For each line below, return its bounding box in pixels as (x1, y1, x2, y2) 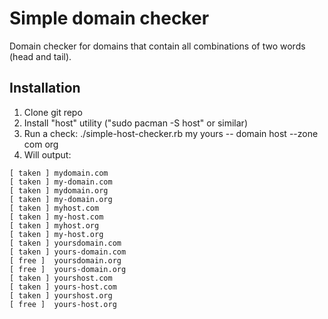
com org (23, 138, 59, 150)
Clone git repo (23, 106, 83, 118)
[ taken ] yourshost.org (9, 290, 113, 301)
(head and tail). (9, 50, 72, 62)
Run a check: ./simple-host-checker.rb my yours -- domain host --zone (23, 127, 319, 139)
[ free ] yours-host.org (9, 299, 117, 309)
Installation (9, 80, 81, 97)
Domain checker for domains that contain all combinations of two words (9, 40, 306, 52)
